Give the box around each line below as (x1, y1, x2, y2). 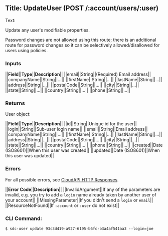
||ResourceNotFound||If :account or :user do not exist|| (5, 202, 119, 208)
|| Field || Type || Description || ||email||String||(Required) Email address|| (5, 71, 151, 77)
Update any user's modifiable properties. (5, 27, 90, 33)
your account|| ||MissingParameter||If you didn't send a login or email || (5, 197, 153, 203)
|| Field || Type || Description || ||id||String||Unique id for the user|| (5, 121, 137, 127)
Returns (5, 100, 25, 107)
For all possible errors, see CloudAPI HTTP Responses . (5, 176, 119, 182)
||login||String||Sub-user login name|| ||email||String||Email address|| (5, 126, 148, 132)
